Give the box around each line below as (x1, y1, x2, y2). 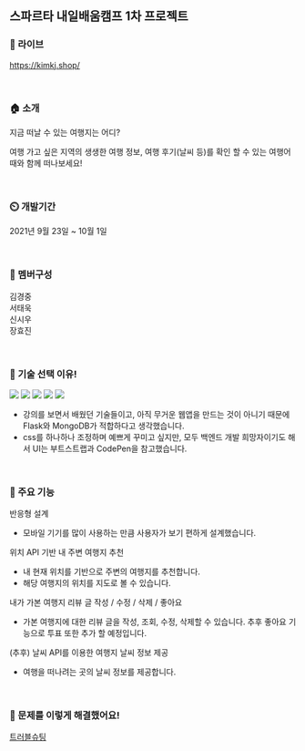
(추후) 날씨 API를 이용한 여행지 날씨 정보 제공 (9, 647, 169, 658)
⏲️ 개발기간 (9, 200, 56, 212)
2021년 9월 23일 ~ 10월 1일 (9, 226, 107, 237)
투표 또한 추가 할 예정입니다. (46, 628, 147, 639)
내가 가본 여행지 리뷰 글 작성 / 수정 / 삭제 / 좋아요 (9, 597, 183, 608)
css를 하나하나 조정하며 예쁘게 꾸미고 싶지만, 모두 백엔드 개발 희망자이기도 (22, 431, 287, 442)
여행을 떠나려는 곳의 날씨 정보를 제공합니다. (22, 666, 177, 677)
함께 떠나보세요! (25, 158, 83, 169)
